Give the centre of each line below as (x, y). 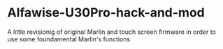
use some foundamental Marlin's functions (69, 39)
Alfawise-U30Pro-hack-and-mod (106, 13)
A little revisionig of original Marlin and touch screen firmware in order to (112, 32)
